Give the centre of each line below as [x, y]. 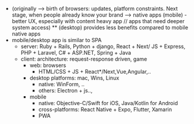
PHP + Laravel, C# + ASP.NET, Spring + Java [76, 53]
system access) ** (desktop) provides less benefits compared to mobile [100, 27]
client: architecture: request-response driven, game [84, 59]
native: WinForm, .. [62, 84]
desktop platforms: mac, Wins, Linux [74, 78]
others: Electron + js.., [65, 90]
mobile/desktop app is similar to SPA [57, 40]
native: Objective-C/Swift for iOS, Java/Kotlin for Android [108, 103]
